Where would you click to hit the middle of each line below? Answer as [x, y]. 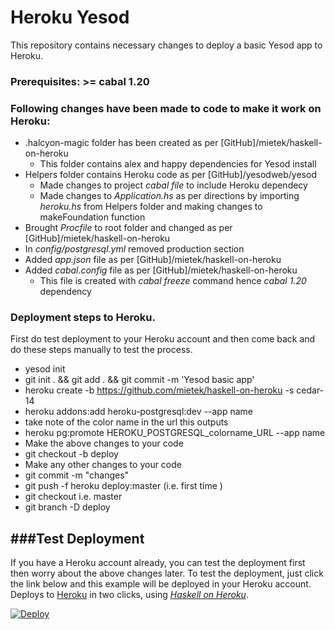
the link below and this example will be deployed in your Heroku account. [161, 584]
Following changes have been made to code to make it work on [166, 108]
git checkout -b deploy [71, 454]
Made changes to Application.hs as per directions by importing [169, 196]
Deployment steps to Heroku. [83, 318]
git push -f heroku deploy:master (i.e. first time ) [123, 486]
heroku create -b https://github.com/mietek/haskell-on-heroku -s [159, 390]
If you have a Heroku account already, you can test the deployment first [158, 563]
